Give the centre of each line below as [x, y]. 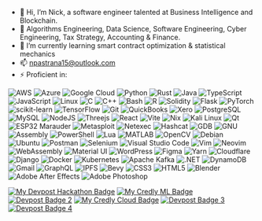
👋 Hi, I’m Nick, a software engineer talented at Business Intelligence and [136, 12]
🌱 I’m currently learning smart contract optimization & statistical [122, 46]
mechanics [37, 54]
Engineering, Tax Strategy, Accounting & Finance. [100, 37]
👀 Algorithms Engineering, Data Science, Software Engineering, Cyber [133, 29]
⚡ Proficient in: [43, 74]
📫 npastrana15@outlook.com [67, 63]
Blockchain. [38, 20]
